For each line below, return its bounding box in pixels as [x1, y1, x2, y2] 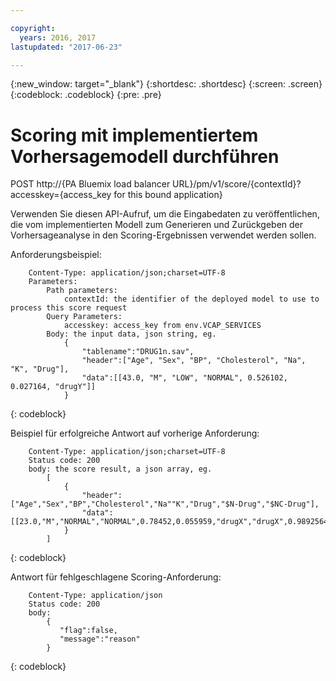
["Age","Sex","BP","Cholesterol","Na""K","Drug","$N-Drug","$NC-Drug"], [10, 499, 320, 510]
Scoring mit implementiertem [10, 124, 259, 146]
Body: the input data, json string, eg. [46, 329, 217, 340]
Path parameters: [46, 286, 118, 296]
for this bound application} [113, 189, 223, 201]
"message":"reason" [59, 634, 141, 645]
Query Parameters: [46, 312, 123, 322]
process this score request [10, 303, 128, 313]
